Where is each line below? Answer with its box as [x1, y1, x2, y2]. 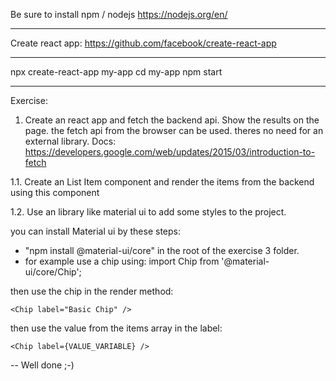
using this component [10, 187, 100, 198]
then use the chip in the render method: [10, 285, 174, 297]
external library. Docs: [24, 135, 117, 147]
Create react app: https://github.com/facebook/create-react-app [10, 37, 277, 49]
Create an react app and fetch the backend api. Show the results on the [24, 114, 320, 126]
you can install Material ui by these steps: [10, 225, 182, 237]
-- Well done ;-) [10, 359, 75, 371]
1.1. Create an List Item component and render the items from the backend [10, 176, 315, 188]
